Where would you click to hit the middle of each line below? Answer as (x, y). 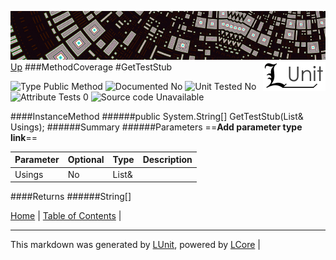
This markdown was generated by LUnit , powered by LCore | (135, 245)
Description (167, 160)
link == (24, 137)
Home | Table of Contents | (66, 216)
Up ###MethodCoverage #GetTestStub (91, 67)
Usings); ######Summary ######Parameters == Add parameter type (156, 127)
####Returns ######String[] (71, 197)
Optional (86, 160)
